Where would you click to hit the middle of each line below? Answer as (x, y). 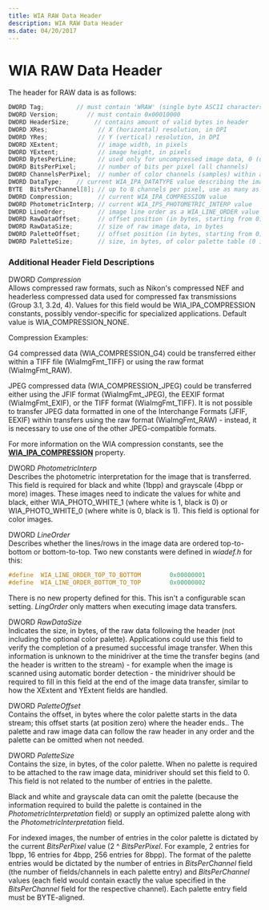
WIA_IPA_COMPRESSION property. (67, 453)
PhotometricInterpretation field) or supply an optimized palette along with (129, 813)
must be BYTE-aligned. (47, 897)
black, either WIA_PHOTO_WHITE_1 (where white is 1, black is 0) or (118, 502)
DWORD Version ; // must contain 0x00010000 (94, 115)
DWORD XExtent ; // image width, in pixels (98, 144)
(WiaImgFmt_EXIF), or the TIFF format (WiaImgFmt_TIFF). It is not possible (130, 403)
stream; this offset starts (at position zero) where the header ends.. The (126, 722)
